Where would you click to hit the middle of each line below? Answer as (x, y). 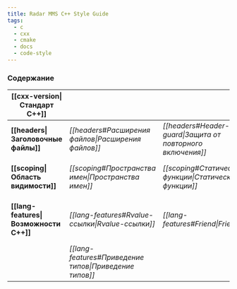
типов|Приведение (102, 266)
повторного (183, 143)
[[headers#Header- (196, 126)
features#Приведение (107, 257)
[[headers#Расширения (110, 130)
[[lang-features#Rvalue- (111, 215)
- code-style (33, 54)
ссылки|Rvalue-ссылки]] (113, 224)
